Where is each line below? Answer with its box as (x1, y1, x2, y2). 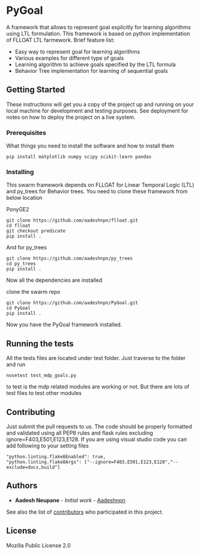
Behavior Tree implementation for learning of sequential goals (14, 67, 168, 74)
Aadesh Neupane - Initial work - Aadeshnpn (14, 496, 126, 503)
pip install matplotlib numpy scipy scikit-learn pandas (6, 154, 152, 160)
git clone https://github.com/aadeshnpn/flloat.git (6, 217, 138, 223)
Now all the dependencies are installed (6, 276, 103, 284)
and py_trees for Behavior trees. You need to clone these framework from (6, 188, 188, 195)
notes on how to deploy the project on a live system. (6, 113, 136, 120)
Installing (6, 167, 34, 176)
